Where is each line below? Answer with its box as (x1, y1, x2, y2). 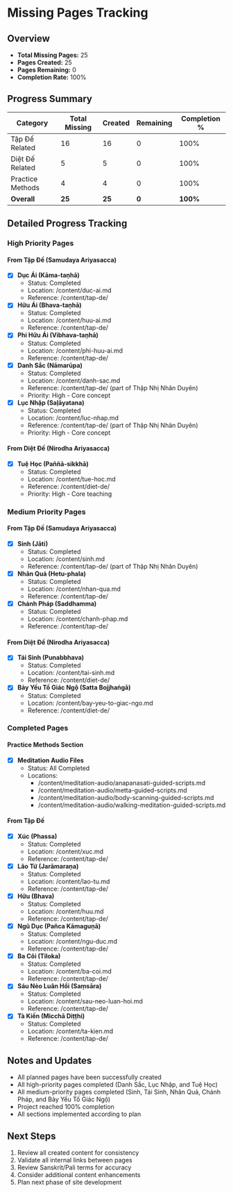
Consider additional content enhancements (17, 1171, 141, 1178)
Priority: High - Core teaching (27, 490, 112, 498)
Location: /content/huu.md (27, 908, 104, 916)
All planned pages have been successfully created (17, 1073, 162, 1081)
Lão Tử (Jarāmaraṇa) (17, 862, 79, 870)
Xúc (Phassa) (17, 832, 58, 840)
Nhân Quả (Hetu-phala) (17, 569, 87, 578)
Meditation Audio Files (17, 756, 85, 765)
